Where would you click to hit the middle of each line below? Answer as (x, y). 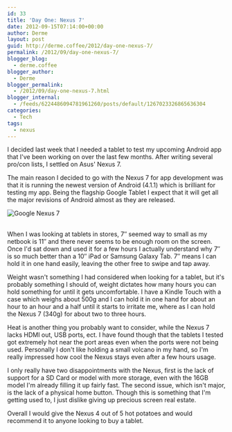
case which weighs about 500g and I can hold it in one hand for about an (111, 299)
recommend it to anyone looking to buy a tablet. (75, 421)
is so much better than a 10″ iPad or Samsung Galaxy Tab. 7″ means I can (112, 256)
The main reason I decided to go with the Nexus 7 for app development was (115, 178)
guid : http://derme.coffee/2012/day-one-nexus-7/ (80, 46)
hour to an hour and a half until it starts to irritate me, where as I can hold (111, 307)
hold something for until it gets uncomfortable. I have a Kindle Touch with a (114, 292)
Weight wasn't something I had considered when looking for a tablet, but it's (116, 277)
